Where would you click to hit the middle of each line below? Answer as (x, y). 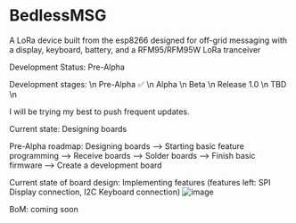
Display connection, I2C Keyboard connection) (95, 192)
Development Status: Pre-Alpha (67, 67)
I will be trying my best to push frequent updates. (99, 111)
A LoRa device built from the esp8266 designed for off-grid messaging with (148, 40)
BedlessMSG (58, 16)
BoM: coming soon (44, 209)
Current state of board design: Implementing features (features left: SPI (140, 182)
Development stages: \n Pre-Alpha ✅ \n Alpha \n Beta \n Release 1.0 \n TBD (148, 84)
